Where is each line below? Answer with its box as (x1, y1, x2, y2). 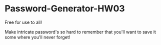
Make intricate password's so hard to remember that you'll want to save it (4, 29, 156, 35)
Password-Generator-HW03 (4, 3, 125, 14)
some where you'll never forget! (4, 34, 70, 40)
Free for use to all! (4, 19, 42, 25)
